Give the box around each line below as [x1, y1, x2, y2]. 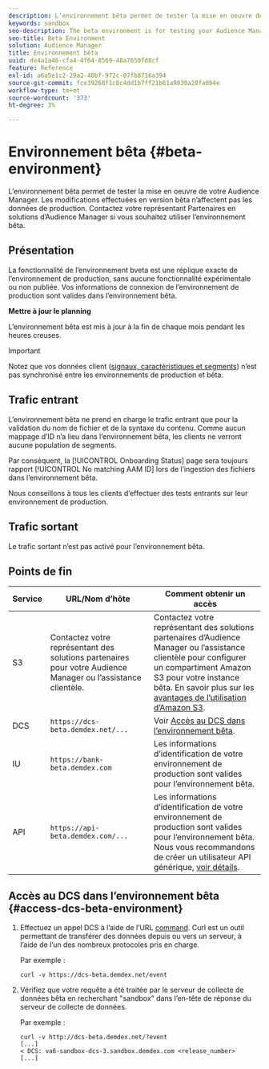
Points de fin [8, 564, 73, 578]
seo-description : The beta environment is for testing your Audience [8, 26, 246, 35]
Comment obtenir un [164, 588, 246, 600]
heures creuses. [8, 330, 62, 339]
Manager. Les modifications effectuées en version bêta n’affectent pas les [8, 195, 253, 205]
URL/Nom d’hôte [65, 593, 130, 604]
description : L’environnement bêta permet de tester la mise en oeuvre [8, 11, 252, 20]
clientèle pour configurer [153, 652, 247, 663]
